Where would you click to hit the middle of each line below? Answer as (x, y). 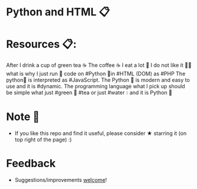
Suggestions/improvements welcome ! (61, 180)
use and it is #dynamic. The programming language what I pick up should (96, 87)
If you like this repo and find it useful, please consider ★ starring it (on (101, 133)
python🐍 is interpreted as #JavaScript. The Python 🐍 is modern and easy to (98, 80)
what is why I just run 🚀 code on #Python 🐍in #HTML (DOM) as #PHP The (96, 74)
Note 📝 (23, 117)
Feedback (31, 164)
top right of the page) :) (43, 140)
